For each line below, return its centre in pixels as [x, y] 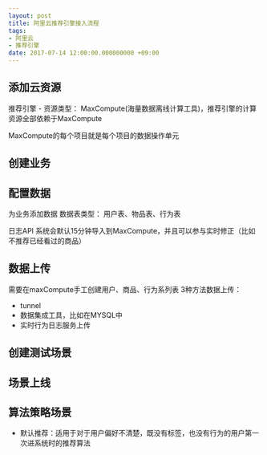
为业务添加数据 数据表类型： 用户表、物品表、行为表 [95, 214]
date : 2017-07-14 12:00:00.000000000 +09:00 [84, 53]
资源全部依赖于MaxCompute [55, 118]
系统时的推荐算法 [62, 443]
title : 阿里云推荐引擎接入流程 [54, 23]
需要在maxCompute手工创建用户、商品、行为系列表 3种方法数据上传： [125, 289]
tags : [17, 30]
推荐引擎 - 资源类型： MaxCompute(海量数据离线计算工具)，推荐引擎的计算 [132, 108]
